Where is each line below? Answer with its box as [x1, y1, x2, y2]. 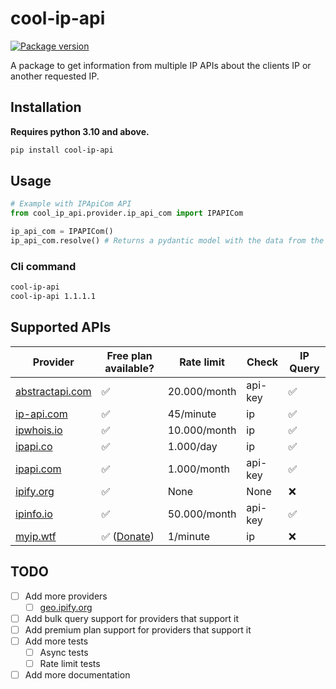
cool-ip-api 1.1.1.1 [10, 292, 97, 302]
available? [104, 361, 155, 375]
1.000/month [167, 462, 230, 476]
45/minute [167, 407, 217, 421]
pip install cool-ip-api [10, 145, 114, 155]
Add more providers [24, 590, 108, 602]
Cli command [10, 259, 77, 273]
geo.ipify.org [39, 601, 93, 613]
